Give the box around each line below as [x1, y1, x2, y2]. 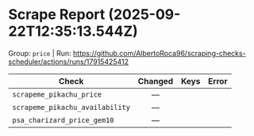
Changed [137, 75, 174, 86]
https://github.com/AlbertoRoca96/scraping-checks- [72, 48, 246, 58]
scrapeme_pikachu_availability [12, 103, 131, 111]
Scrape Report [8, 6, 106, 24]
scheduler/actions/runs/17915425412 [8, 57, 129, 66]
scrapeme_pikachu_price [12, 89, 102, 99]
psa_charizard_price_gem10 [12, 115, 114, 124]
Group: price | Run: [8, 48, 71, 58]
